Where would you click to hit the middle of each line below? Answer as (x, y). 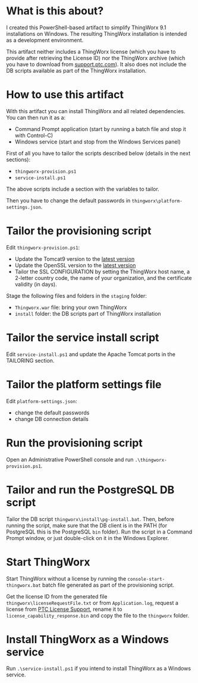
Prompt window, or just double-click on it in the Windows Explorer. (88, 538)
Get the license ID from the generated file (57, 596)
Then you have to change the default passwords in (68, 200)
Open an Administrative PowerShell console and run (70, 459)
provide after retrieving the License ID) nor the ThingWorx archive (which (96, 58)
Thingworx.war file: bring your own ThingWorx (71, 307)
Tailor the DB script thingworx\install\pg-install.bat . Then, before (90, 519)
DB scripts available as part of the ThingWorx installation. (76, 70)
